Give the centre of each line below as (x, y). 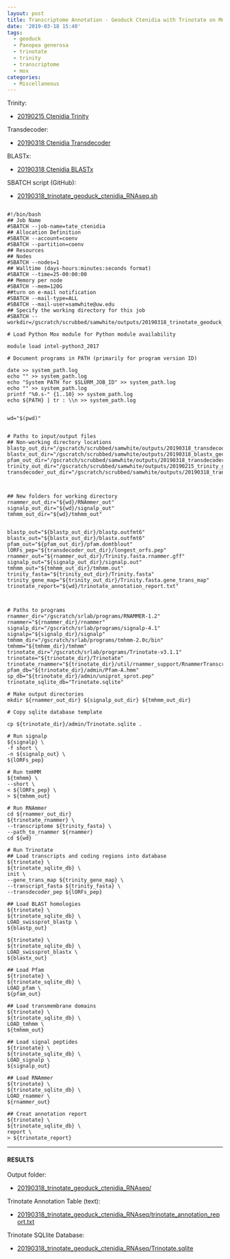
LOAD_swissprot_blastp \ (42, 922)
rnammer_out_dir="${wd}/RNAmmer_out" (61, 502)
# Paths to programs (37, 611)
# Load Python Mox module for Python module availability (91, 334)
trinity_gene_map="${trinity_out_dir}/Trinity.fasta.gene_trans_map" (108, 580)
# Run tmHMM (24, 772)
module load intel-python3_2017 (53, 347)
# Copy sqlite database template (55, 712)
